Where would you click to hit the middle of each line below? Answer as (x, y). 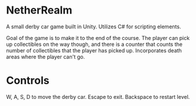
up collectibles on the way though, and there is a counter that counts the (94, 44)
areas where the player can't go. (45, 57)
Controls (28, 81)
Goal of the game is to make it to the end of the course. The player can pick (98, 38)
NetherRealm (39, 10)
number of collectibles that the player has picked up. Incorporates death (94, 50)
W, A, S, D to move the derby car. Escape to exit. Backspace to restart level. (98, 97)
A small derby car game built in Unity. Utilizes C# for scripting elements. (94, 26)
